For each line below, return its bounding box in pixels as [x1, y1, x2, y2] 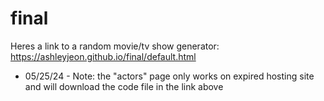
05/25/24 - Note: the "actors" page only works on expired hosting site [24, 70, 315, 82]
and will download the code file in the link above [24, 80, 224, 92]
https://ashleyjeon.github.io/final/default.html [10, 50, 197, 62]
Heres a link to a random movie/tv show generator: [10, 40, 220, 52]
